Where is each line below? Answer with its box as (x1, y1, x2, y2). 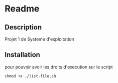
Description (4, 23, 42, 31)
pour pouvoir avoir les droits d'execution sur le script (4, 63, 113, 70)
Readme (4, 3, 40, 14)
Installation (4, 50, 40, 59)
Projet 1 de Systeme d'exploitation (4, 36, 74, 42)
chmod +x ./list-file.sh (4, 73, 56, 78)
